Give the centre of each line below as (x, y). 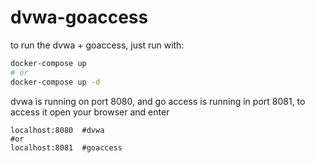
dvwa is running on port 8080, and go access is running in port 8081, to (158, 101)
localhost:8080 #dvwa (57, 130)
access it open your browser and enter (90, 112)
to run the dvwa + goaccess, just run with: (97, 45)
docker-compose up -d (55, 82)
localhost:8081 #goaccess (66, 147)
